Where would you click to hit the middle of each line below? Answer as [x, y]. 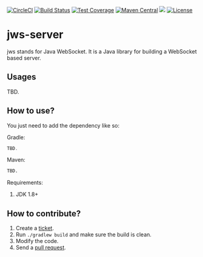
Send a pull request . [41, 248]
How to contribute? [44, 214]
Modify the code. [37, 241]
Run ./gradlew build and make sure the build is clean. [84, 235]
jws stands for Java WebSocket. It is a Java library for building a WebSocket [102, 51]
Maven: [16, 160]
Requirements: [25, 183]
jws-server [35, 35]
